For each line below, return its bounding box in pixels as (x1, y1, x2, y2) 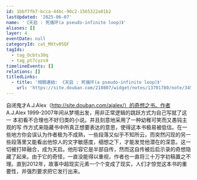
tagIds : (6, 47, 25, 53)
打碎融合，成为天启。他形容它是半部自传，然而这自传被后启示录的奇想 (16, 145, 186, 152)
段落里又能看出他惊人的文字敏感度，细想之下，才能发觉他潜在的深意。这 (11, 138, 186, 145)
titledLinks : (6, 74, 38, 80)
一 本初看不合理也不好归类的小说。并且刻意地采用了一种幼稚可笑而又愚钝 (6, 116, 182, 123)
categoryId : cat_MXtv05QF (6, 42, 69, 47)
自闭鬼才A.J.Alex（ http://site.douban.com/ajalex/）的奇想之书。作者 (6, 101, 171, 108)
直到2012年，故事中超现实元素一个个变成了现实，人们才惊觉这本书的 (16, 160, 182, 167)
